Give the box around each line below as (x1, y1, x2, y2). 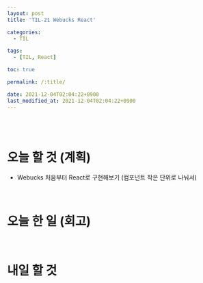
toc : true (7, 66, 36, 73)
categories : (7, 29, 41, 36)
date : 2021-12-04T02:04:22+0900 (7, 90, 99, 98)
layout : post (7, 10, 44, 17)
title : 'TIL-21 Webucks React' (7, 16, 96, 23)
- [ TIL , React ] (13, 54, 57, 61)
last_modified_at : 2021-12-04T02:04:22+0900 (7, 97, 136, 104)
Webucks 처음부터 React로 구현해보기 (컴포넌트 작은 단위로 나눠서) (16, 173, 197, 182)
